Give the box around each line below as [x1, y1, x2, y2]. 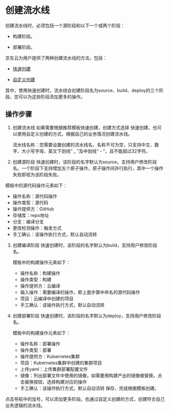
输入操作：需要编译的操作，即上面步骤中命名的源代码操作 [20, 289, 140, 295]
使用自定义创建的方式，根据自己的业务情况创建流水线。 [17, 131, 133, 137]
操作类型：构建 [20, 276, 52, 282]
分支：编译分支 [12, 218, 44, 224]
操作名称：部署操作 [20, 340, 61, 346]
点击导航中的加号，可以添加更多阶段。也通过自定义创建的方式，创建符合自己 [5, 396, 165, 402]
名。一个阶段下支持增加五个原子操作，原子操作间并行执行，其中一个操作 [12, 165, 163, 171]
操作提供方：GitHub [12, 205, 54, 212]
